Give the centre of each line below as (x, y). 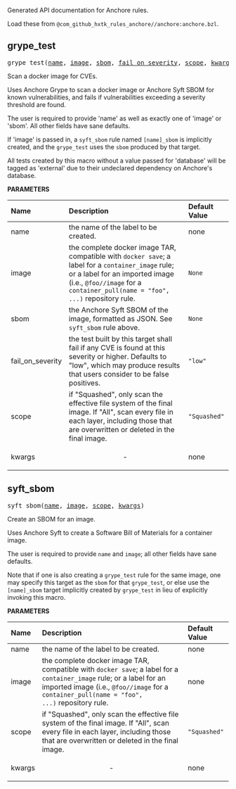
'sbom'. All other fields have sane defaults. (69, 125)
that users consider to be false (119, 374)
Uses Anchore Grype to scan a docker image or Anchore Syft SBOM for (111, 89)
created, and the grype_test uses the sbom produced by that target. (104, 146)
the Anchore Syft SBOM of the (119, 310)
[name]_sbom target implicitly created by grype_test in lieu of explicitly (108, 590)
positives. (85, 383)
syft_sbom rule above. (105, 327)
